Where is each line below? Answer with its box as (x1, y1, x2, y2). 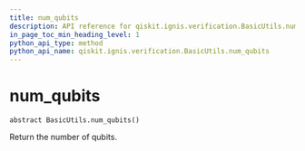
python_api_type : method (9, 38, 103, 48)
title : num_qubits (9, 13, 79, 23)
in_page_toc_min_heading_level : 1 (9, 30, 141, 39)
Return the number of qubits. (9, 132, 118, 143)
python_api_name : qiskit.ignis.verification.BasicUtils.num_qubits (9, 47, 271, 56)
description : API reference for (9, 22, 132, 31)
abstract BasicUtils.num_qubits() (9, 116, 141, 125)
